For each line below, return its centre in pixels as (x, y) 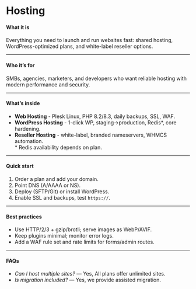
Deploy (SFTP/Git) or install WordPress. (62, 191)
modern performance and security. (48, 84)
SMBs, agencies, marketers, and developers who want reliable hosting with (96, 78)
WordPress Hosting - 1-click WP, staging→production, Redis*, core (95, 122)
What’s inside (23, 103)
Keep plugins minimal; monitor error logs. (64, 236)
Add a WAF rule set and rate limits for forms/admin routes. (84, 242)
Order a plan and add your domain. (57, 179)
